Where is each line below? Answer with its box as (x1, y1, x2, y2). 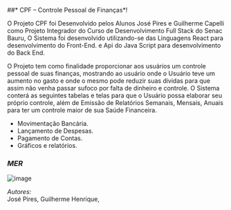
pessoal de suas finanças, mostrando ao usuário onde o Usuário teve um (7, 69, 216, 77)
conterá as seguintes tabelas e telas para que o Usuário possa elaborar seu (7, 91, 223, 99)
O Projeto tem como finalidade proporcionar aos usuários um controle (7, 62, 206, 70)
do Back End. (7, 48, 45, 57)
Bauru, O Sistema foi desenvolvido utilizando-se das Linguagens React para (7, 34, 223, 42)
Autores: (7, 188, 32, 196)
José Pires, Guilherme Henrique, (7, 195, 100, 203)
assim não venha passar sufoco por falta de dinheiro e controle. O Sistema (7, 84, 220, 92)
